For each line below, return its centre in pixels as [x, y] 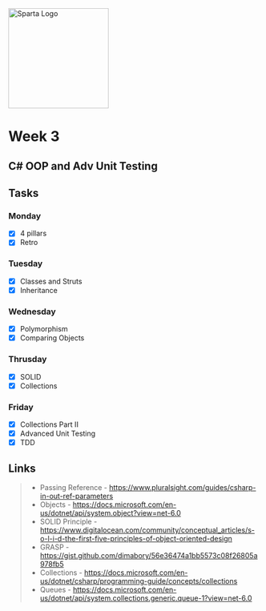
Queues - [55, 589]
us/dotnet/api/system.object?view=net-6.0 [111, 513]
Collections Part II [49, 424]
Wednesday [32, 312]
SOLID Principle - [69, 521]
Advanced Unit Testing [58, 434]
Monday [25, 215]
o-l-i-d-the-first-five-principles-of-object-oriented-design [136, 538]
